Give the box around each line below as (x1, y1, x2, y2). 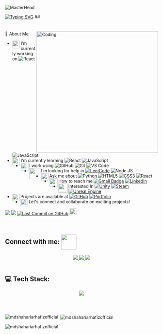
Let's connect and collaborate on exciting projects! (28, 199, 130, 205)
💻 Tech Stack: (5, 275, 50, 284)
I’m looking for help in (41, 168, 84, 174)
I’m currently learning (20, 158, 64, 164)
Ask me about (49, 173, 77, 179)
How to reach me (58, 178, 93, 184)
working (16, 51, 33, 57)
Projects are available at (20, 194, 68, 200)
